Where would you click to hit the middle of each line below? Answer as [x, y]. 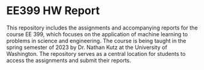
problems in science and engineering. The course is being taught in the [96, 41]
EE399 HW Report [53, 11]
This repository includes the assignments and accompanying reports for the [102, 28]
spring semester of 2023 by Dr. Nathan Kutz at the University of [87, 47]
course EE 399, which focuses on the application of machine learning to [97, 34]
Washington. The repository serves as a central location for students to [96, 53]
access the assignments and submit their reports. [69, 60]
